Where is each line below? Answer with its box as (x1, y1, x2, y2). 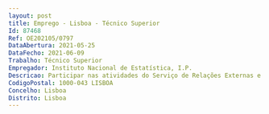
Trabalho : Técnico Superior (8, 57, 103, 65)
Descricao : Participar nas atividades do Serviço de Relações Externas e (8, 71, 262, 79)
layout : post (8, 11, 52, 20)
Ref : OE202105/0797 (8, 34, 74, 43)
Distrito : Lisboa (8, 94, 67, 102)
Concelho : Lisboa (8, 86, 67, 95)
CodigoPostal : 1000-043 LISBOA (8, 79, 114, 87)
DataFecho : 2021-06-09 (8, 49, 85, 57)
